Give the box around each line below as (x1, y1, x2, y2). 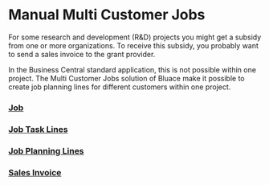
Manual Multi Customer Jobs (8, 6, 206, 24)
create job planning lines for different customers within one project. (8, 82, 231, 92)
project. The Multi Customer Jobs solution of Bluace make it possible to (8, 73, 245, 83)
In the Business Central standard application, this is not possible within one (8, 64, 257, 74)
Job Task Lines (8, 123, 68, 134)
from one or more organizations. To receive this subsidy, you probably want (8, 40, 259, 50)
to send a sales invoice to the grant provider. (8, 49, 156, 59)
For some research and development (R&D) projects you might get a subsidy (8, 32, 262, 42)
